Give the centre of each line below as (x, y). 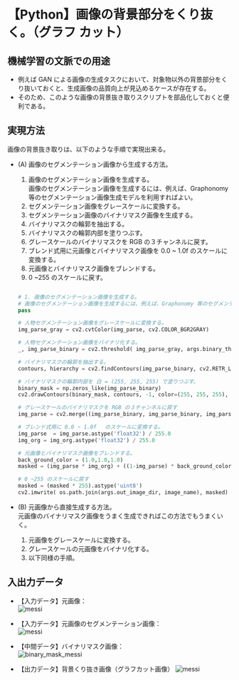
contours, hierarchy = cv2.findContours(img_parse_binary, (107, 368)
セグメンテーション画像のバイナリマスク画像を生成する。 (112, 215)
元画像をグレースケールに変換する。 (81, 540)
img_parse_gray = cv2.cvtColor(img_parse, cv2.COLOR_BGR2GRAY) (113, 330)
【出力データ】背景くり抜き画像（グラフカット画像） (96, 669)
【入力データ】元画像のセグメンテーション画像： (89, 623)
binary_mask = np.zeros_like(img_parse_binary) (89, 388)
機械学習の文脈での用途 (59, 61)
